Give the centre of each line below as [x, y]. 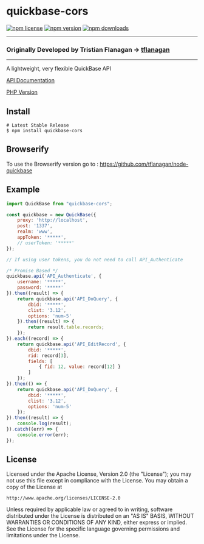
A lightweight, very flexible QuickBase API [59, 69]
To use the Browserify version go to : [53, 164]
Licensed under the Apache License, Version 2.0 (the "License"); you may [99, 474]
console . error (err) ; [43, 435]
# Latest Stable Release [38, 125]
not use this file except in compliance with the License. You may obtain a [97, 481]
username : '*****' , [42, 282]
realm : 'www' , [35, 232]
